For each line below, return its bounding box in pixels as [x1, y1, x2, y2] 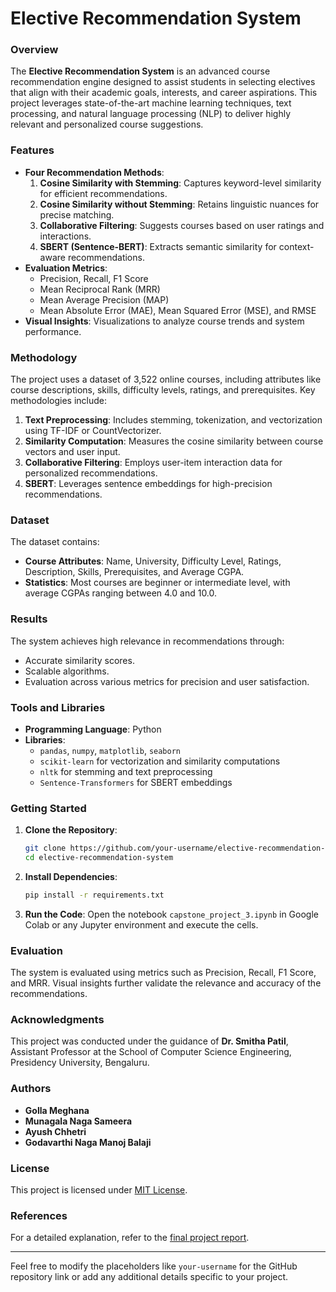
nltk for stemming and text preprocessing [39, 765, 213, 777]
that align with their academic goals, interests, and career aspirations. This [10, 87, 318, 99]
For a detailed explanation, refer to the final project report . [10, 1232, 250, 1244]
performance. [24, 325, 82, 337]
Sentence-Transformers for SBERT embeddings [39, 776, 233, 788]
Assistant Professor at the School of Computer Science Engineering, [10, 1046, 292, 1058]
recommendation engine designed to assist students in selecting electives [10, 76, 316, 88]
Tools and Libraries [10, 700, 106, 714]
